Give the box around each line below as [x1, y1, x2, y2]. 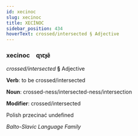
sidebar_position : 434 [6, 25, 63, 32]
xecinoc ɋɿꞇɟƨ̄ [6, 52, 51, 60]
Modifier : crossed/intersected [6, 100, 81, 107]
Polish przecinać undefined [6, 111, 74, 119]
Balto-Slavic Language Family [6, 123, 81, 131]
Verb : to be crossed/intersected [6, 77, 86, 84]
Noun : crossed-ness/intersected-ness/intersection [6, 88, 133, 96]
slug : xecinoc [6, 14, 42, 20]
